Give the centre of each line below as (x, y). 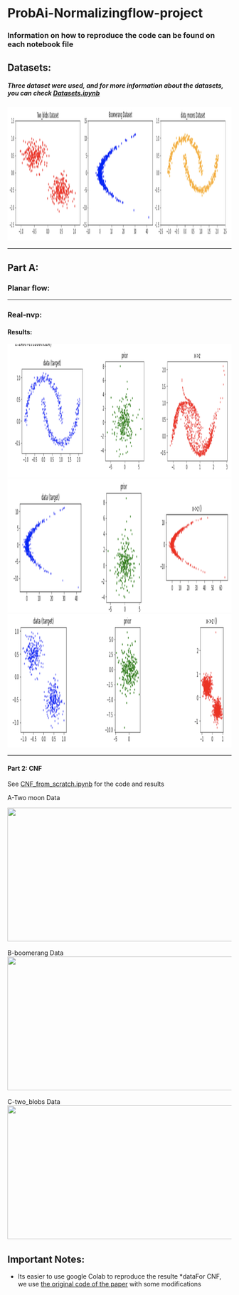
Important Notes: (46, 1259)
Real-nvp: (25, 315)
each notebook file (40, 44)
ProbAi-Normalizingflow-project (105, 13)
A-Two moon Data (34, 798)
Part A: (23, 268)
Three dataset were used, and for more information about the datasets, (116, 86)
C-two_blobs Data (34, 1102)
